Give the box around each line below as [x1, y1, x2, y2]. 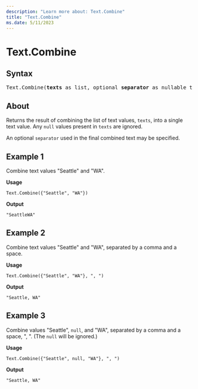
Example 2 [6, 228, 45, 238]
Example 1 [6, 151, 44, 161]
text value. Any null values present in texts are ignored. [6, 123, 143, 130]
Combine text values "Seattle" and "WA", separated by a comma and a [6, 244, 177, 251]
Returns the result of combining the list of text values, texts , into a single [6, 116, 183, 124]
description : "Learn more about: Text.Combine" [6, 8, 126, 15]
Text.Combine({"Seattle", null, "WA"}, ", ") [6, 355, 120, 361]
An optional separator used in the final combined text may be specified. [6, 134, 180, 142]
